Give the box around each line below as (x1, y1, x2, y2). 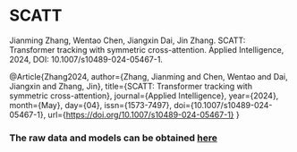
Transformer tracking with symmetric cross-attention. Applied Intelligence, (9, 44, 284, 55)
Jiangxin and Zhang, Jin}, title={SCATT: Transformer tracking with (9, 80, 253, 91)
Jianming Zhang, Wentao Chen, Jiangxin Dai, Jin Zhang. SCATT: (9, 35, 246, 46)
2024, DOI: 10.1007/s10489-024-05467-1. (9, 54, 164, 64)
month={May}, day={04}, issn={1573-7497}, (9, 99, 173, 110)
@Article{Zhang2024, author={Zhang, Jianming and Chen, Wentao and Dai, (9, 71, 288, 81)
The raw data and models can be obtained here (9, 131, 217, 144)
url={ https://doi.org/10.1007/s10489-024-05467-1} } (47, 109, 240, 120)
